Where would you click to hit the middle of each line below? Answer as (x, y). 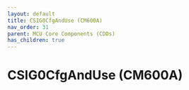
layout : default (31, 14)
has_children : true (36, 40)
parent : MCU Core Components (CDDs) (61, 34)
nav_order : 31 (28, 27)
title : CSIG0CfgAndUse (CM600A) (55, 21)
